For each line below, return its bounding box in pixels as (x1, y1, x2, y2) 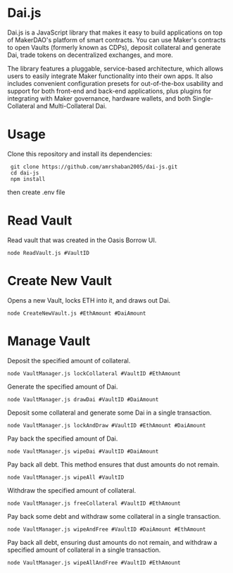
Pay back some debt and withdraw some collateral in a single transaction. (7, 512, 221, 520)
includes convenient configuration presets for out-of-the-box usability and (7, 79, 223, 87)
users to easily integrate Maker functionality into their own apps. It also (7, 72, 213, 80)
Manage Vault (7, 333, 91, 349)
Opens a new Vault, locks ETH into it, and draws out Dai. (7, 296, 171, 304)
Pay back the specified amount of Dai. (7, 434, 118, 443)
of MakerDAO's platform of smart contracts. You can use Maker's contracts (7, 35, 227, 44)
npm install (10, 175, 46, 182)
